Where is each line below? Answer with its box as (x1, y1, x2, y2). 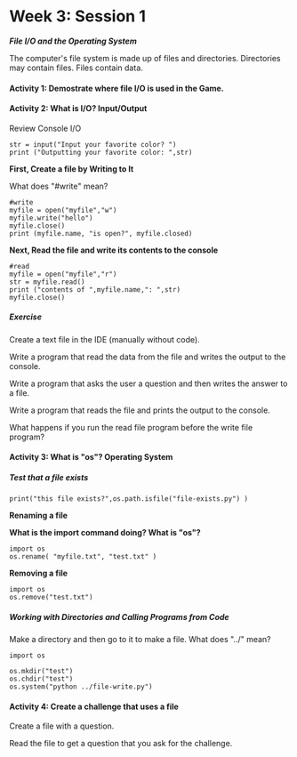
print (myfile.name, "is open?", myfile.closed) (9, 229, 193, 238)
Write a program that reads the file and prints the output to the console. (9, 405, 271, 415)
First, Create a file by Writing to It (9, 163, 134, 174)
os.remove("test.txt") (9, 593, 93, 602)
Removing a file (9, 568, 68, 579)
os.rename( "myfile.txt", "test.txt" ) (9, 552, 157, 561)
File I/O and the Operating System (9, 36, 138, 46)
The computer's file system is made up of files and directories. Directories (9, 52, 281, 63)
